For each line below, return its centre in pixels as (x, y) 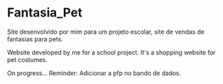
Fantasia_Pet (45, 13)
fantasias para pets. (35, 39)
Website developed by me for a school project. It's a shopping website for (111, 52)
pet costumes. (27, 59)
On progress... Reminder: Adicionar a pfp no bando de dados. (94, 73)
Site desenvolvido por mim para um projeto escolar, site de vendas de (106, 32)
